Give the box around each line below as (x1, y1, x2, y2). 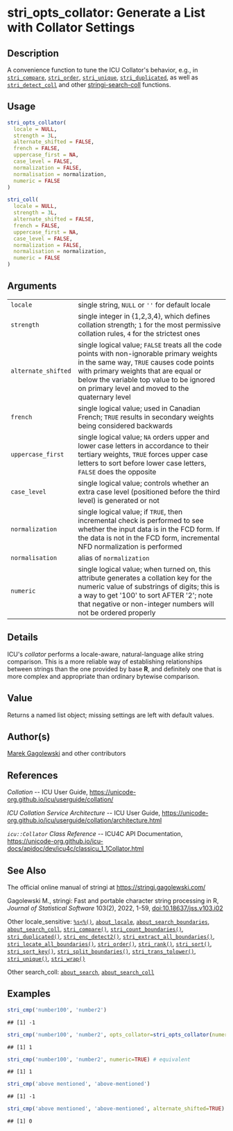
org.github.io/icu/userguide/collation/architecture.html (7, 816, 162, 825)
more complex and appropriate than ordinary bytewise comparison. (7, 672, 200, 680)
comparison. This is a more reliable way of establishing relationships (7, 657, 203, 666)
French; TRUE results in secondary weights (78, 412, 214, 422)
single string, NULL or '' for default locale (78, 300, 211, 310)
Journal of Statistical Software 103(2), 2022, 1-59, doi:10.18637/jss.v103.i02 (7, 904, 223, 912)
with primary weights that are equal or (78, 366, 202, 376)
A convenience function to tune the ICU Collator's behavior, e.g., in (7, 66, 198, 74)
